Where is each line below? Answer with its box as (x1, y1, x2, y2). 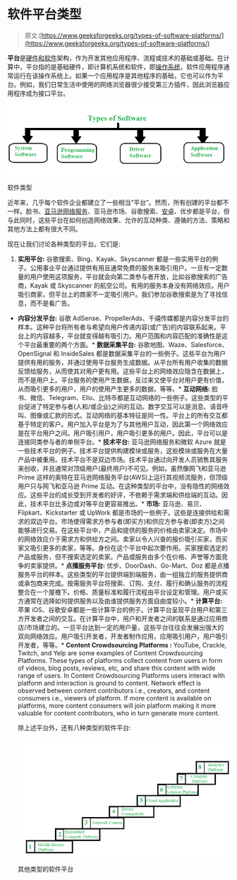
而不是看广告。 (30, 298, 74, 307)
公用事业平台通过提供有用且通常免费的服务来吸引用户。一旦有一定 (30, 263, 222, 272)
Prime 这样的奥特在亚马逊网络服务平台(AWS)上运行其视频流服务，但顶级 (17, 473, 228, 481)
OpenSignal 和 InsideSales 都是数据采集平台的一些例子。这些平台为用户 (17, 349, 226, 358)
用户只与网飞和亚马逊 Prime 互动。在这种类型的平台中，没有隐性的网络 (17, 481, 224, 490)
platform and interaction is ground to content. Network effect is (17, 679, 202, 687)
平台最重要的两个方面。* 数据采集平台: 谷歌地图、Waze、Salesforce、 (23, 340, 229, 348)
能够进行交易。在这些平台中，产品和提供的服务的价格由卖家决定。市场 (17, 526, 222, 534)
